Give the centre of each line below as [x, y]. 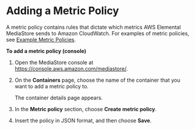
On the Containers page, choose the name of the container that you [97, 80]
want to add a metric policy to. [52, 86]
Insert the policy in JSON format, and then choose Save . [83, 120]
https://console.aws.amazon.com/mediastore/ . [71, 68]
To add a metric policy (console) [46, 51]
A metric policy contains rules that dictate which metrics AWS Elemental [94, 27]
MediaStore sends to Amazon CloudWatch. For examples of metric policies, [98, 33]
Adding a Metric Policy [63, 11]
